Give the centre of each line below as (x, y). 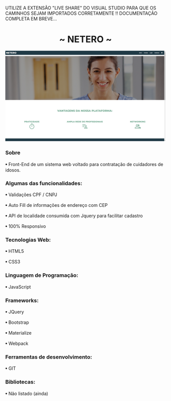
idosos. (13, 170)
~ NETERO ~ (85, 40)
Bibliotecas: (20, 382)
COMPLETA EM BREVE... (31, 19)
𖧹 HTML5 (15, 251)
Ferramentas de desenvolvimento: (49, 357)
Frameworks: (22, 300)
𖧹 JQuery (15, 312)
